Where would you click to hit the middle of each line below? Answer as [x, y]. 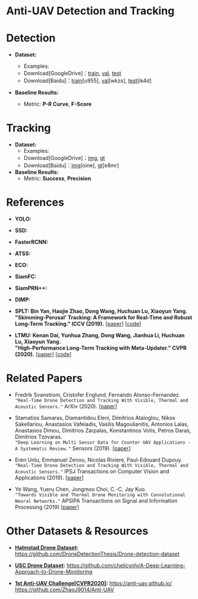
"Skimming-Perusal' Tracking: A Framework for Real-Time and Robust [103, 317]
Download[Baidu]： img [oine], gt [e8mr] [71, 165]
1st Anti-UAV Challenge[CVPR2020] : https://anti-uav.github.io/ [93, 583]
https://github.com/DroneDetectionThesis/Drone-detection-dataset [97, 554]
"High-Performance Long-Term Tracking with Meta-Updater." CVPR [101, 348]
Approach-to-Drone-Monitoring [54, 572]
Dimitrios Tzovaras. [38, 437]
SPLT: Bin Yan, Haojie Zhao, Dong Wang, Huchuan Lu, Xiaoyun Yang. [101, 311]
